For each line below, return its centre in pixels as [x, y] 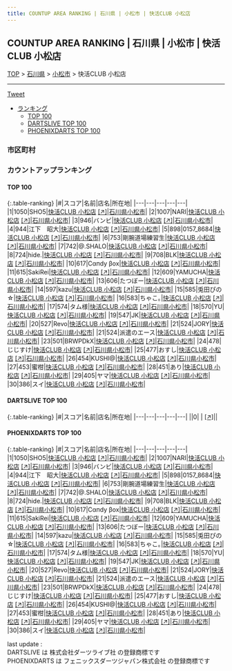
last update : [25, 644]
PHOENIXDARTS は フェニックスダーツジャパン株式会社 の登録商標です [109, 661]
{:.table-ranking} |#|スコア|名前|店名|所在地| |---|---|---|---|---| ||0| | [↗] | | [113, 417]
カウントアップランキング [49, 170]
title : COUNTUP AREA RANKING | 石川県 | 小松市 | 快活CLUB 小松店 [99, 13]
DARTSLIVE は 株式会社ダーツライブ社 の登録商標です [84, 652]
